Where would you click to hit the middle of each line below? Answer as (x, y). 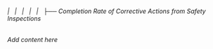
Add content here (33, 40)
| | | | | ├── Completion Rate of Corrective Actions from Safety (106, 11)
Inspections (24, 18)
